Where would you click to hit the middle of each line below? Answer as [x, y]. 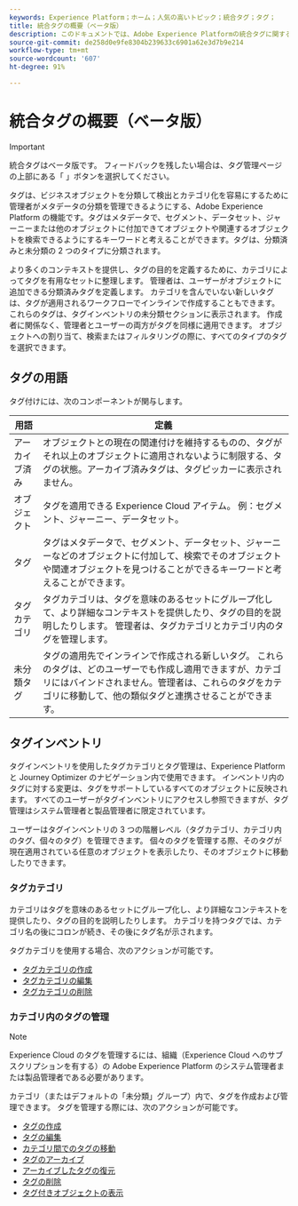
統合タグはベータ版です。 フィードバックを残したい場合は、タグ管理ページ [145, 164]
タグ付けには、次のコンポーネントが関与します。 [98, 401]
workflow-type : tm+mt [49, 51]
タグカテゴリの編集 [57, 980]
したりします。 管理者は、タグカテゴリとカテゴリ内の [163, 626]
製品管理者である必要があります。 [86, 1077]
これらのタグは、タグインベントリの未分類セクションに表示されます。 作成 [146, 314]
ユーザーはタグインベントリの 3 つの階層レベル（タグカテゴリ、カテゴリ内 [145, 830]
